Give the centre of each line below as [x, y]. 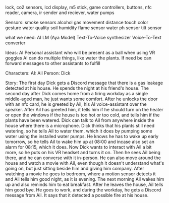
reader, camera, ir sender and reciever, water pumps [60, 13]
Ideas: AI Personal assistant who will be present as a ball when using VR [80, 53]
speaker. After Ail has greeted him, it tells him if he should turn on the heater [84, 110]
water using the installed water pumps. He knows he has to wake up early [82, 136]
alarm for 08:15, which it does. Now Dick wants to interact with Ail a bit [78, 147]
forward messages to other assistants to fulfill [53, 63]
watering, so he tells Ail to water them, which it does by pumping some [79, 131]
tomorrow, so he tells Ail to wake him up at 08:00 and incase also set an [80, 142]
